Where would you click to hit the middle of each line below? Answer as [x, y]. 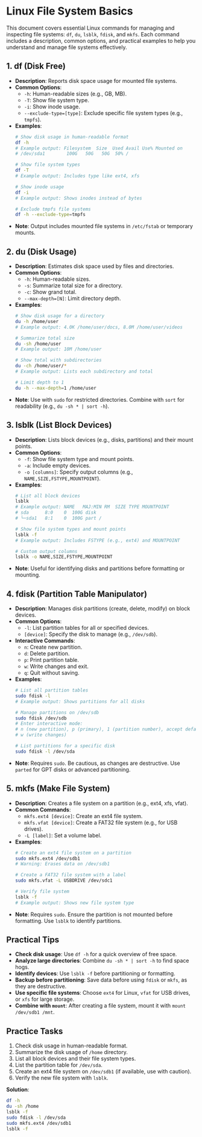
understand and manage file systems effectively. [67, 47]
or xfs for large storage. [45, 999]
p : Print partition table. [52, 660]
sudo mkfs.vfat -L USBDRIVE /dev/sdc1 [64, 881]
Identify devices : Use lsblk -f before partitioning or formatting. [95, 974]
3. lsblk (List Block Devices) [59, 425]
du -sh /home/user [38, 344]
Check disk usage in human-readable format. [71, 1046]
